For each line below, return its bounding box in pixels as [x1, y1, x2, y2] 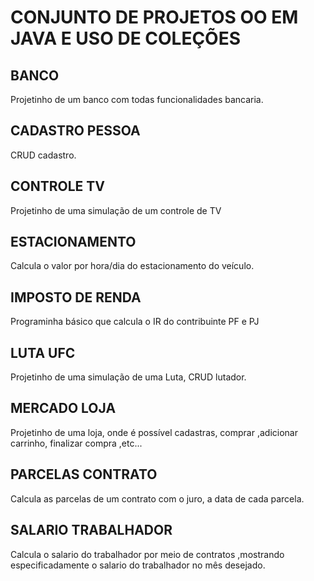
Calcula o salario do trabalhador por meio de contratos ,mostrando [10, 548, 285, 560]
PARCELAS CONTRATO [10, 466, 158, 483]
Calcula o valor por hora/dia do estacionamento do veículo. [10, 260, 255, 272]
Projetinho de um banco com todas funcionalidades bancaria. [10, 94, 264, 105]
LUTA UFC [10, 344, 76, 361]
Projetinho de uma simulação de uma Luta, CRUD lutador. [10, 371, 247, 383]
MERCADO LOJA [10, 400, 117, 417]
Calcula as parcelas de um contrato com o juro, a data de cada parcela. [10, 492, 305, 505]
